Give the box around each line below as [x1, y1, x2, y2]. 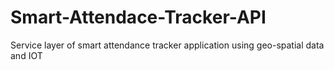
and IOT [10, 49, 43, 61]
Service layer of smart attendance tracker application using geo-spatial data [10, 39, 325, 51]
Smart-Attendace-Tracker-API [10, 6, 267, 29]
